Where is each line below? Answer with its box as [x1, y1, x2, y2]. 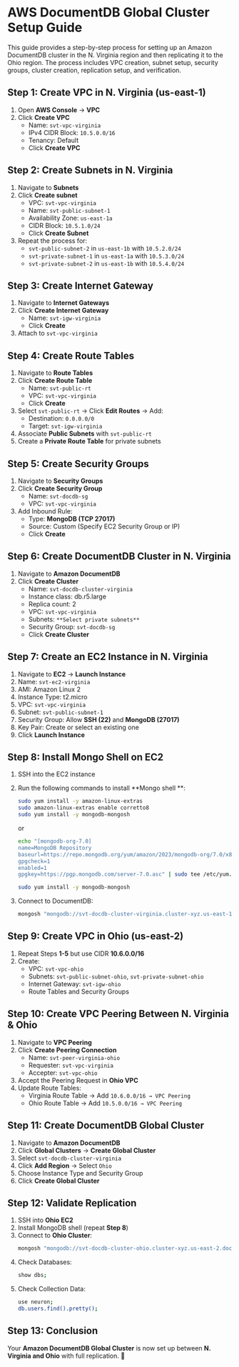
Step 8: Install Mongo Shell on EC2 [7, 751, 164, 763]
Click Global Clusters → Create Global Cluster [17, 1146, 156, 1154]
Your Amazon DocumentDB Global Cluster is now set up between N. [7, 1343, 211, 1352]
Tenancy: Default [28, 136, 79, 144]
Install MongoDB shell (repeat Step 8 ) [17, 1223, 128, 1232]
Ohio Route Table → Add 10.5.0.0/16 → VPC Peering [28, 1098, 183, 1107]
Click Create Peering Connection [17, 1046, 117, 1054]
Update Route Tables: [17, 1083, 82, 1092]
